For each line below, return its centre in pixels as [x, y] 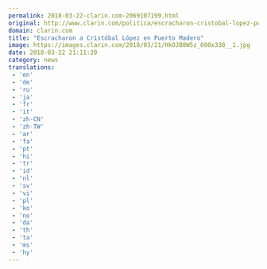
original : [25, 23]
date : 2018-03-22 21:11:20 [53, 53]
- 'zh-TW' [28, 127]
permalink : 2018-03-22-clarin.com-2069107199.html [94, 16]
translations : [32, 68]
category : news [33, 60]
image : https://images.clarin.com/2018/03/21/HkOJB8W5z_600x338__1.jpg [129, 45]
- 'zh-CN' [28, 119]
